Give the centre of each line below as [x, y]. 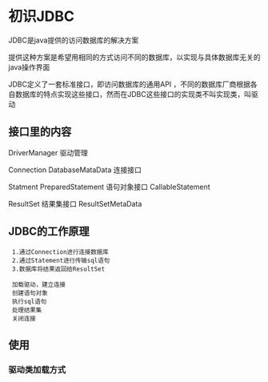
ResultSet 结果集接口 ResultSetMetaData [75, 203]
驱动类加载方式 [37, 369]
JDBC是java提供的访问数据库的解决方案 [74, 40]
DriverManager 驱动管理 [48, 152]
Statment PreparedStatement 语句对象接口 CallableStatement [109, 187]
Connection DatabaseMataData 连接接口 [75, 170]
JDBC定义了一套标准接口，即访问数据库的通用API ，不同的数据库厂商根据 [129, 84]
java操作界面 [29, 67]
